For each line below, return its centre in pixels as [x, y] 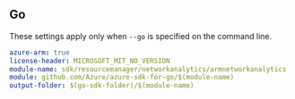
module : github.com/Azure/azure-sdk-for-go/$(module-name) [122, 78]
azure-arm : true [39, 53]
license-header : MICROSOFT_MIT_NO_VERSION [90, 61]
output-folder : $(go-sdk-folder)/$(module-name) [102, 86]
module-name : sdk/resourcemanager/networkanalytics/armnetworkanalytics [148, 69]
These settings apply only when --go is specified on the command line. [140, 36]
